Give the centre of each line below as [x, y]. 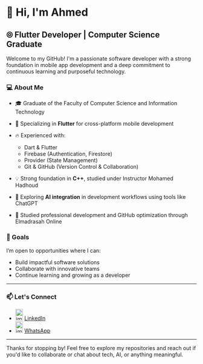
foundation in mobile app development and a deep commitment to [88, 65]
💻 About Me [25, 87]
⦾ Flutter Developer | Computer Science [83, 35]
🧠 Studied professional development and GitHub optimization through [101, 215]
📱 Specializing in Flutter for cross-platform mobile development [94, 124]
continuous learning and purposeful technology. [66, 71]
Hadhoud [27, 185]
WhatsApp [37, 330]
